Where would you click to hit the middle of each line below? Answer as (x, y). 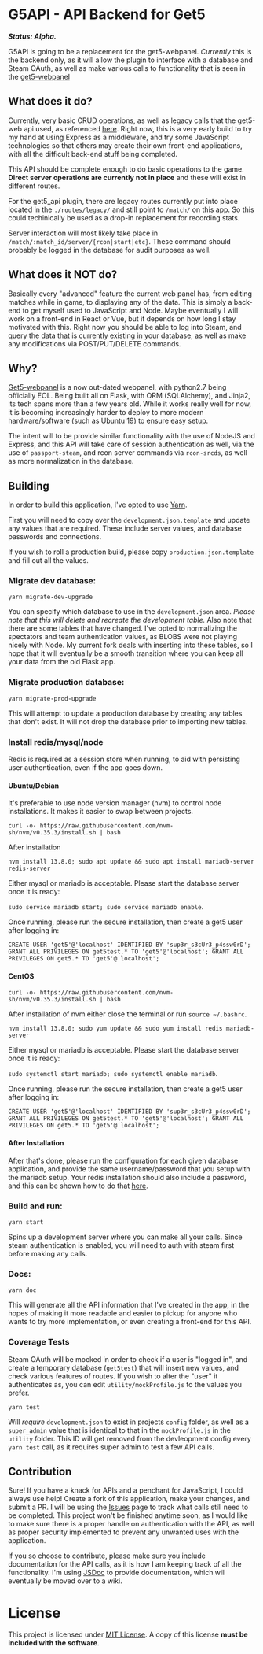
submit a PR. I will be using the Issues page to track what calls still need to (128, 1507)
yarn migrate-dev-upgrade (50, 597)
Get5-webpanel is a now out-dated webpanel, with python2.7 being (117, 387)
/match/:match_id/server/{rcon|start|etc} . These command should (120, 241)
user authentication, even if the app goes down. (86, 768)
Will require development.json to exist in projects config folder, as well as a (129, 1422)
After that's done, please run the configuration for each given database (123, 1160)
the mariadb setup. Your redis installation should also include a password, (127, 1177)
